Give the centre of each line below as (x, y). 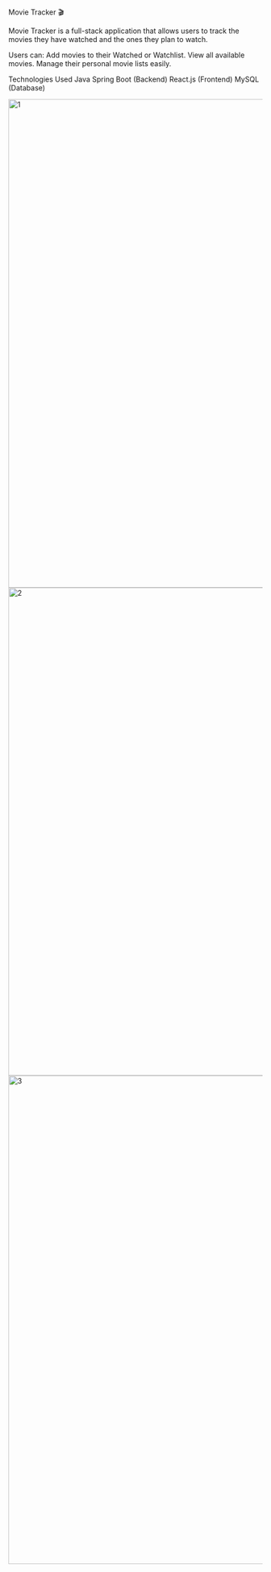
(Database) (27, 88)
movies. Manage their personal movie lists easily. (90, 63)
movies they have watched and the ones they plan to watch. (108, 39)
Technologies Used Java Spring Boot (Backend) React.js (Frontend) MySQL (134, 79)
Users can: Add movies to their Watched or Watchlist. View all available (127, 55)
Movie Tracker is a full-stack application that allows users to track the (124, 31)
